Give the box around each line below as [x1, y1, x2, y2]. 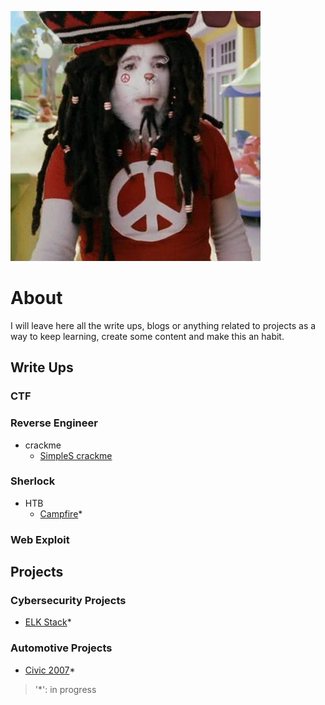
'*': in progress [34, 683, 97, 695]
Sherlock [10, 474, 56, 488]
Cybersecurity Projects [10, 594, 127, 608]
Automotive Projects [10, 641, 113, 655]
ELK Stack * [24, 616, 72, 628]
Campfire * [39, 507, 83, 520]
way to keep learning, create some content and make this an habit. [10, 330, 285, 342]
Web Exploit [10, 532, 70, 546]
